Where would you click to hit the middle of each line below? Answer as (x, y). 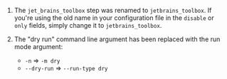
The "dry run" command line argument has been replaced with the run (117, 39)
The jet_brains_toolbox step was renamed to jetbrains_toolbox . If (113, 10)
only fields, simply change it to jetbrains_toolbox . (88, 25)
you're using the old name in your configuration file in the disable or (114, 18)
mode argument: (38, 47)
